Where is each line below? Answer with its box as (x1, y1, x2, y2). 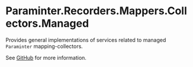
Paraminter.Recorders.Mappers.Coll (5, 4, 187, 18)
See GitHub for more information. (5, 54, 87, 61)
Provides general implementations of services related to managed (5, 36, 166, 43)
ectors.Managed (5, 17, 89, 30)
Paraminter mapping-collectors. (5, 43, 83, 50)
